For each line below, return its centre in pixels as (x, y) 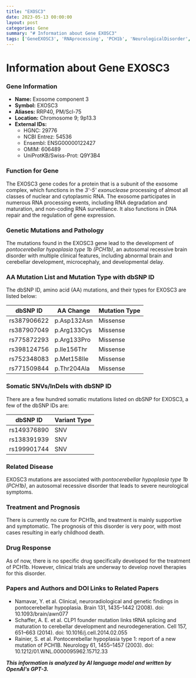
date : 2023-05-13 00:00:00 (39, 17)
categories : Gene (27, 28)
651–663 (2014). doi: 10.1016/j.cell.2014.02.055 (71, 632)
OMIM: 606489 (42, 149)
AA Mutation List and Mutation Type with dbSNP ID (80, 277)
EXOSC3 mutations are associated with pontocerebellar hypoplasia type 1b (97, 479)
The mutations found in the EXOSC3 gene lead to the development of (90, 243)
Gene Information (32, 87)
